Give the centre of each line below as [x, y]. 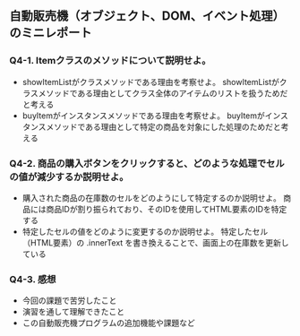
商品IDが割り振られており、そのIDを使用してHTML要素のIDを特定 [167, 209]
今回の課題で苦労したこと [69, 301]
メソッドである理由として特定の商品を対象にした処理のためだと [163, 126]
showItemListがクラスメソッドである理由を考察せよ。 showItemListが [151, 82]
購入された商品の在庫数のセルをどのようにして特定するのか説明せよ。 [152, 198]
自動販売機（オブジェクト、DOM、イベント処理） [147, 16]
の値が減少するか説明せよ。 [69, 177]
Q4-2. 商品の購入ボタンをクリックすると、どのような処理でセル [147, 163]
